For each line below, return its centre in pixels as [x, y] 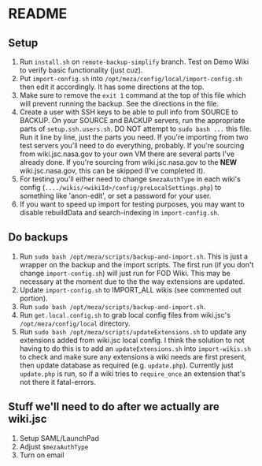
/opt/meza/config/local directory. [75, 323]
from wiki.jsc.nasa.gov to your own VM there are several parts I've [127, 154]
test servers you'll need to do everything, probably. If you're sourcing [132, 145]
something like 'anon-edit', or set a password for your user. [115, 196]
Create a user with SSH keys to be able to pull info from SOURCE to [129, 112]
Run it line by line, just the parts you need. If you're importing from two [134, 137]
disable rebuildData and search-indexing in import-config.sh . [119, 212]
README [38, 14]
